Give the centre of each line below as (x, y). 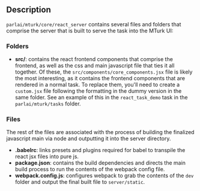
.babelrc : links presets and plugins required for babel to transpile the (100, 150)
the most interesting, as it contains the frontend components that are (100, 78)
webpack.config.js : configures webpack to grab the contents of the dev (104, 175)
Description (29, 10)
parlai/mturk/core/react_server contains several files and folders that (94, 24)
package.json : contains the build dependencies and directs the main (100, 163)
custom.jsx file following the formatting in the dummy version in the (98, 91)
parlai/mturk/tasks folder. (48, 104)
